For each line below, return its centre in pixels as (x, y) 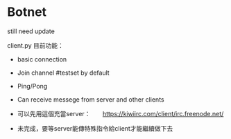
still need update (31, 31)
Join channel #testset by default (63, 73)
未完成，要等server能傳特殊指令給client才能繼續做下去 (95, 128)
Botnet (27, 12)
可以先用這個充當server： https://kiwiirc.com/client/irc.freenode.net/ (120, 113)
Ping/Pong (32, 86)
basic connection (42, 59)
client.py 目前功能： (35, 45)
